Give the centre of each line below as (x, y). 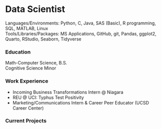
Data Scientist (35, 9)
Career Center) (28, 108)
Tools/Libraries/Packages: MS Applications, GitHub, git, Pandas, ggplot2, (81, 33)
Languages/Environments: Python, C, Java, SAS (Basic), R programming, (80, 23)
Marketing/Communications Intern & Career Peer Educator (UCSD (81, 102)
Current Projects (26, 121)
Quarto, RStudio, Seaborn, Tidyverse (43, 39)
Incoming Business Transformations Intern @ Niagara (68, 92)
